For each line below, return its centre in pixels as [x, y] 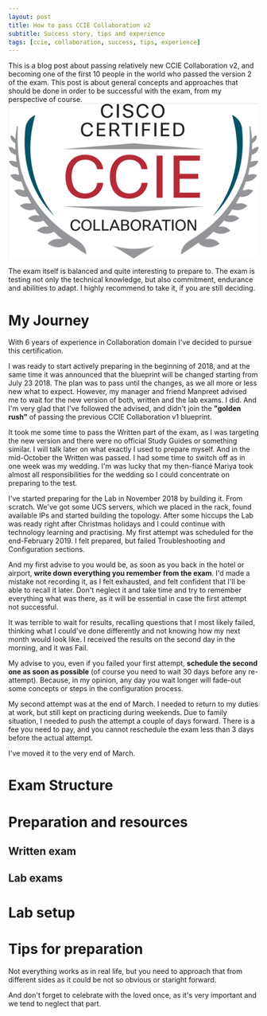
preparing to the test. [43, 483]
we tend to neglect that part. [55, 1003]
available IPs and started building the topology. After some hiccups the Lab [131, 516]
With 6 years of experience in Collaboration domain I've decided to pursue [130, 342]
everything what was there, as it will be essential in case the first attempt [128, 599]
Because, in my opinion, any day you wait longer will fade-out [140, 680]
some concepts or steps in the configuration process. [96, 689]
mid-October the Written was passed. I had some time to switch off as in [127, 458]
